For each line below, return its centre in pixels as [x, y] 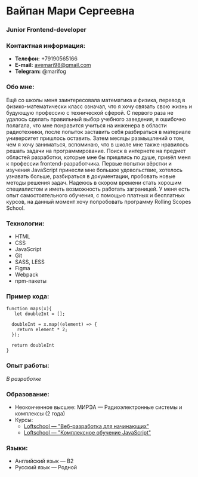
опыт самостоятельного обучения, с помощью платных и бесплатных [96, 195]
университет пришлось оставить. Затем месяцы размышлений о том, [95, 138]
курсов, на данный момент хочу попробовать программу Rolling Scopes [99, 201]
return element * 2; [42, 330]
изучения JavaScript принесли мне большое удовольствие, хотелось [95, 170]
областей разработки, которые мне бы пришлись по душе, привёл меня [98, 157]
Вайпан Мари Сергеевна [70, 11]
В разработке [24, 378]
